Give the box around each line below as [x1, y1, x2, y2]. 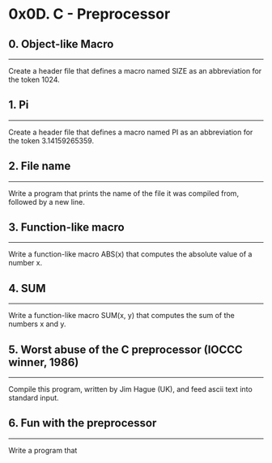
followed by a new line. [8, 197, 85, 206]
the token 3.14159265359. [8, 135, 95, 146]
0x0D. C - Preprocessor [8, 5, 171, 23]
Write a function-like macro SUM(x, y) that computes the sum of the [8, 311, 235, 321]
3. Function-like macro [8, 220, 125, 235]
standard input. [8, 393, 59, 403]
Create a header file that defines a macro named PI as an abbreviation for [8, 127, 253, 137]
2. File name [8, 159, 71, 173]
